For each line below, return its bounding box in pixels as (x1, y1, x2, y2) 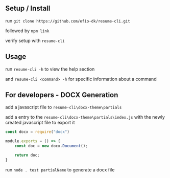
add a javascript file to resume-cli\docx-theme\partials (5, 104, 122, 110)
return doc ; (14, 153, 40, 158)
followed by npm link (5, 28, 50, 34)
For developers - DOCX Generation (5, 91, 118, 99)
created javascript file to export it (5, 120, 75, 126)
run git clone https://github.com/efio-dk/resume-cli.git (5, 17, 130, 24)
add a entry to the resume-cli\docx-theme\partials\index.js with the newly (5, 114, 165, 120)
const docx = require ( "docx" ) (5, 129, 70, 135)
